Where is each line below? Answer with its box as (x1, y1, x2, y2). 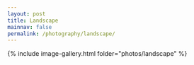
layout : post (7, 10, 46, 18)
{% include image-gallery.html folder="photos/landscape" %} (7, 49, 188, 58)
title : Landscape (7, 17, 59, 24)
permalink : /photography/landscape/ (7, 30, 115, 37)
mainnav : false (7, 23, 52, 30)
